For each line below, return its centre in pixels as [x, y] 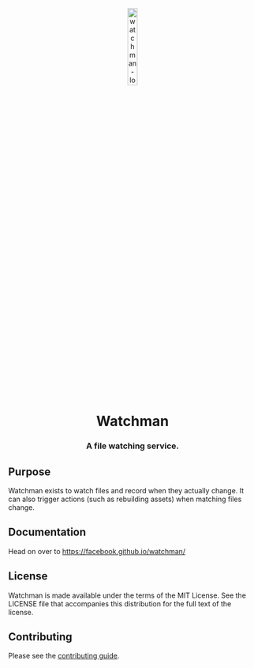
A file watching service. [133, 446]
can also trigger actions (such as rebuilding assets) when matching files [125, 499]
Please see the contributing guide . [64, 656]
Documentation [47, 532]
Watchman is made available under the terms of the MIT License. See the [127, 595]
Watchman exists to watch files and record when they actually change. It [126, 490]
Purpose [30, 472]
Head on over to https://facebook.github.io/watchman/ [97, 551]
